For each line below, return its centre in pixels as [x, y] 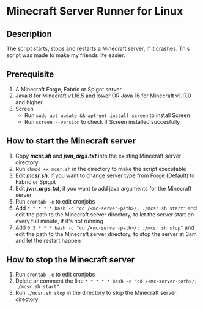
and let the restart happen [48, 240]
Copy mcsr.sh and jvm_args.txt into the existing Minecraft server [98, 156]
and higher [29, 102]
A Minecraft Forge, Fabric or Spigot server [68, 89]
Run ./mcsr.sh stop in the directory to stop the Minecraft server [96, 293]
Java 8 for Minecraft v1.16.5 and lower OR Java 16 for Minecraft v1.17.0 [103, 96]
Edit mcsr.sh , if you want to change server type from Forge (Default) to [105, 175]
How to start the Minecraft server [71, 141]
